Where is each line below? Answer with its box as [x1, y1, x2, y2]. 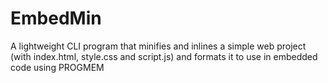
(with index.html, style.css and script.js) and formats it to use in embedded [10, 50, 318, 62]
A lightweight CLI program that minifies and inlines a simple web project [10, 40, 307, 52]
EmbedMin [10, 7, 102, 30]
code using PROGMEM [10, 61, 105, 73]
